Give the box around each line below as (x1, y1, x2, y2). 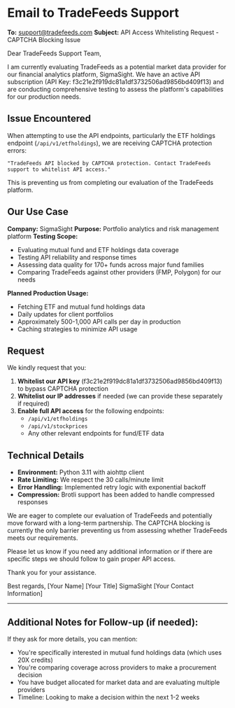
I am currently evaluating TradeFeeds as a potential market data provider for (7, 62, 227, 71)
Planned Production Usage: (7, 289, 89, 297)
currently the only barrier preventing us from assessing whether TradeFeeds (7, 527, 227, 535)
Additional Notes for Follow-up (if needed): (7, 616, 199, 628)
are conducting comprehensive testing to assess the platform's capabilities (7, 85, 224, 93)
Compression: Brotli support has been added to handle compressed (17, 490, 215, 499)
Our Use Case (7, 206, 69, 218)
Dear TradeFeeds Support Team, (7, 49, 101, 57)
